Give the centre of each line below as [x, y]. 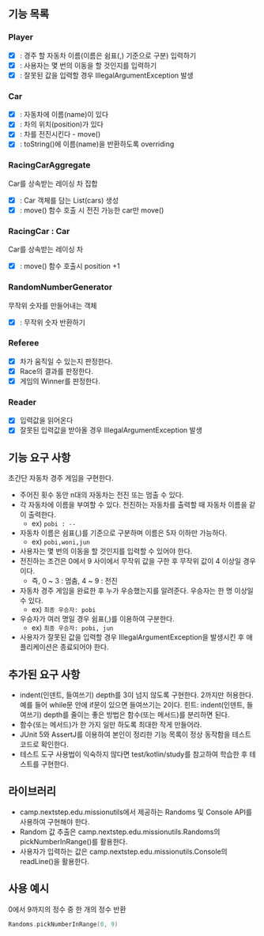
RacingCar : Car [39, 231]
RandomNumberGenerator [60, 287]
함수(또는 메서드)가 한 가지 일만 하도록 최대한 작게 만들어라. [111, 725]
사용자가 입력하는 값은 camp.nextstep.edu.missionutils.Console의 [123, 851]
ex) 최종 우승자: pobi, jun [72, 628]
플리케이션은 [39, 647]
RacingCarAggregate [49, 165]
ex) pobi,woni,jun [61, 542]
